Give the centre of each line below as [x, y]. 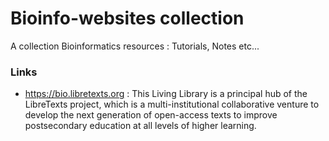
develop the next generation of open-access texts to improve [151, 115]
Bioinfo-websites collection [127, 18]
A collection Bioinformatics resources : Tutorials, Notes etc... [135, 46]
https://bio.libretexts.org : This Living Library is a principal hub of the [166, 94]
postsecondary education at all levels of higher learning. [140, 126]
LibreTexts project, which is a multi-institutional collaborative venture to [172, 104]
